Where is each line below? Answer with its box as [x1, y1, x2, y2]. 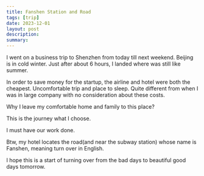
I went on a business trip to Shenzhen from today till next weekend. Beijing [6, 54, 194, 61]
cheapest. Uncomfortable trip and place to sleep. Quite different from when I [6, 85, 199, 92]
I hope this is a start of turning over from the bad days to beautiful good [6, 157, 186, 164]
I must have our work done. [6, 127, 75, 134]
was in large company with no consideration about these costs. [6, 92, 166, 98]
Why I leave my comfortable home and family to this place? [6, 103, 155, 110]
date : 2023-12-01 [6, 20, 51, 26]
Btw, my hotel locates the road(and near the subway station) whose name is [6, 138, 197, 146]
